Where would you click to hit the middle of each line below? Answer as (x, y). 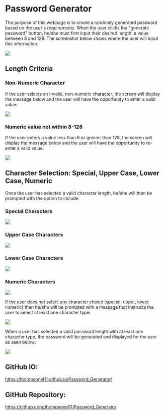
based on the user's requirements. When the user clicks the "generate (77, 27)
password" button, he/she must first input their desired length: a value (77, 33)
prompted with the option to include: (42, 198)
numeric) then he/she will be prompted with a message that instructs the (80, 307)
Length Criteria (29, 69)
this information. (22, 43)
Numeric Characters (30, 281)
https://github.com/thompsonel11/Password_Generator (61, 407)
